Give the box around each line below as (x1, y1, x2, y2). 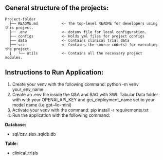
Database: (5, 122, 27, 127)
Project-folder (5, 17, 36, 21)
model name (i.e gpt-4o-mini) (12, 102, 72, 107)
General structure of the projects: (5, 4, 109, 12)
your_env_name (12, 86, 44, 92)
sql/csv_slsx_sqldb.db (12, 131, 56, 137)
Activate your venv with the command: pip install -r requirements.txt (12, 107, 149, 113)
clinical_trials (12, 150, 38, 156)
